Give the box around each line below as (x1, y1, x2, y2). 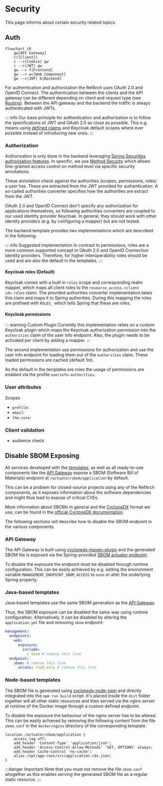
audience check (12, 438, 45, 444)
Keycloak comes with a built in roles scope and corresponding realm (5, 280, 143, 286)
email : (12, 409, 25, 415)
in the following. (5, 233, 37, 239)
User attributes (5, 384, 42, 391)
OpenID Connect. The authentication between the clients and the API (5, 90, 143, 96)
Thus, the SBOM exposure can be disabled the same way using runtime (5, 610, 148, 615)
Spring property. (5, 577, 38, 583)
